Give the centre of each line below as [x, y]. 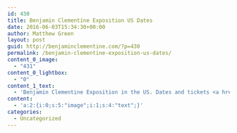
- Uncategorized [37, 118]
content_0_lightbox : [38, 72]
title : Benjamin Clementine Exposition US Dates [80, 20]
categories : [25, 112]
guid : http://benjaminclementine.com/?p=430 [74, 46]
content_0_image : [33, 60]
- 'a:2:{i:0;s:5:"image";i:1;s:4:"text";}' [78, 106]
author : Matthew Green [41, 33]
